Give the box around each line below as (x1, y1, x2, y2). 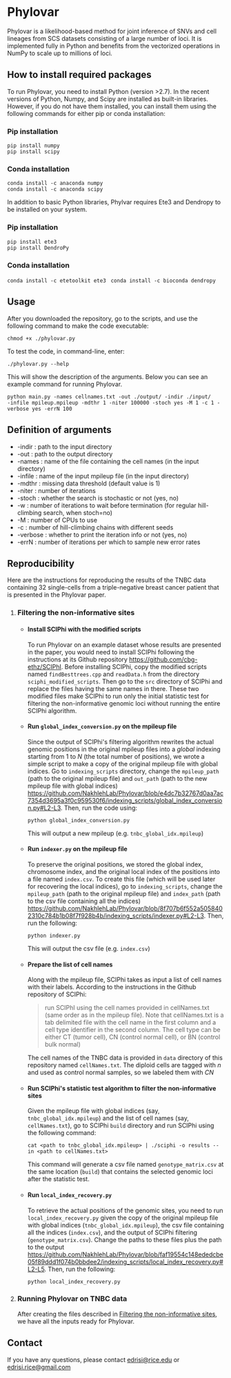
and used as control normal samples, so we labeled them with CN (27, 1068, 214, 1077)
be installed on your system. (7, 205, 88, 214)
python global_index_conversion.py (27, 817, 130, 824)
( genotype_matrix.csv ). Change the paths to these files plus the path (27, 1235, 222, 1243)
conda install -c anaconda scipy (7, 186, 103, 193)
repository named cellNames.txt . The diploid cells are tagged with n (27, 1061, 221, 1069)
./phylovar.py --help (7, 360, 70, 367)
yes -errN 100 (32, 405, 72, 412)
